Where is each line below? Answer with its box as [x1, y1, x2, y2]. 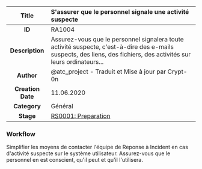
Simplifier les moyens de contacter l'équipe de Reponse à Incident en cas [6, 144, 188, 151]
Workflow [6, 129, 36, 138]
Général [50, 102, 73, 110]
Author [17, 72, 38, 79]
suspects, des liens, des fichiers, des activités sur [50, 51, 191, 58]
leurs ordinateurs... [50, 58, 104, 66]
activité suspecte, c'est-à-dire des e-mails [50, 43, 174, 51]
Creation [14, 85, 40, 93]
